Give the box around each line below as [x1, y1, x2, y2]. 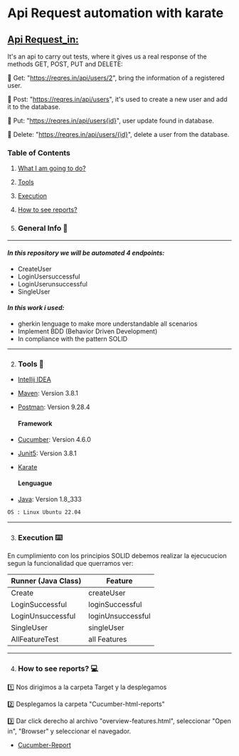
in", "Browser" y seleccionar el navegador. [7, 727, 132, 735]
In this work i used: [7, 304, 65, 312]
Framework [17, 419, 53, 428]
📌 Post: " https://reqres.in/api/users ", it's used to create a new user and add [7, 95, 228, 103]
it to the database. [7, 103, 60, 111]
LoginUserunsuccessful [17, 279, 87, 288]
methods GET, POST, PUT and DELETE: [7, 60, 123, 68]
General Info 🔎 [17, 223, 68, 233]
